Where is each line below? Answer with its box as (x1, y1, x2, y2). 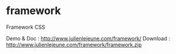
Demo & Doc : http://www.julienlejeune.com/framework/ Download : (6, 35, 170, 42)
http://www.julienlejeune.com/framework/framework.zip (6, 41, 142, 48)
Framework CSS (6, 23, 46, 31)
